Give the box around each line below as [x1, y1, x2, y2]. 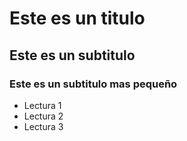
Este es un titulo [9, 7, 146, 30]
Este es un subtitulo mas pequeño [9, 77, 178, 91]
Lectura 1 [23, 99, 62, 111]
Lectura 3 [23, 120, 64, 132]
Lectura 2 [23, 110, 64, 122]
